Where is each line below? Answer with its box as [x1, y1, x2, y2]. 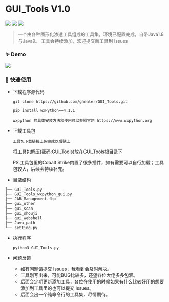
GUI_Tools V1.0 [5, 3, 71, 15]
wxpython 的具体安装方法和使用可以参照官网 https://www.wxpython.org [12, 118, 152, 123]
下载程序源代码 [12, 88, 45, 95]
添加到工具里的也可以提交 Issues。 [20, 285, 94, 291]
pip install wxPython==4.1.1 [12, 108, 75, 113]
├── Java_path [5, 220, 36, 225]
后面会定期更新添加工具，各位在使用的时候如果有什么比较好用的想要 [20, 278, 164, 285]
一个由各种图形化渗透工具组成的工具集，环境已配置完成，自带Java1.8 [17, 31, 164, 37]
